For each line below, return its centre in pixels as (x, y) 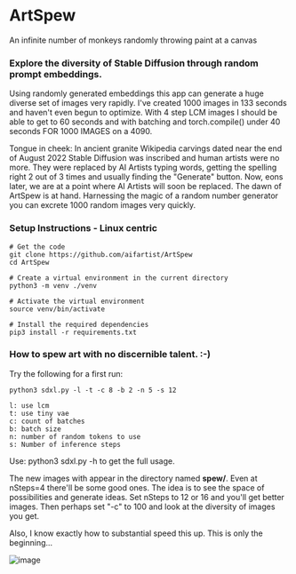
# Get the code (37, 247)
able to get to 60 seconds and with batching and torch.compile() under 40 (145, 122)
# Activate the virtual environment (77, 301)
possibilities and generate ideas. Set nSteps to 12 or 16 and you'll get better (147, 497)
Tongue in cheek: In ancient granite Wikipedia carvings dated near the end (146, 148)
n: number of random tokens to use (75, 436)
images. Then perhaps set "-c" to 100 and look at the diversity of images (142, 506)
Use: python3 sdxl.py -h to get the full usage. (92, 461)
